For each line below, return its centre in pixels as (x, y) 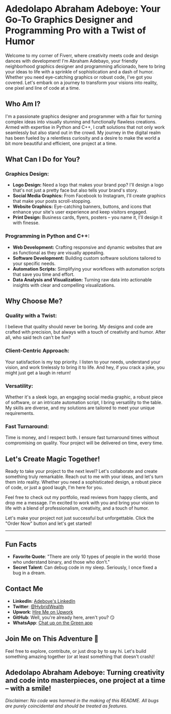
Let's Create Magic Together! (53, 459)
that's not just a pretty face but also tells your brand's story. (75, 190)
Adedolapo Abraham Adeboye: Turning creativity (85, 672)
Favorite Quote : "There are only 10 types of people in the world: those (86, 557)
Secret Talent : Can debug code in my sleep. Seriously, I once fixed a (85, 567)
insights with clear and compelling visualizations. (64, 285)
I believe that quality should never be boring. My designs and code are (79, 327)
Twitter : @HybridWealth (38, 606)
